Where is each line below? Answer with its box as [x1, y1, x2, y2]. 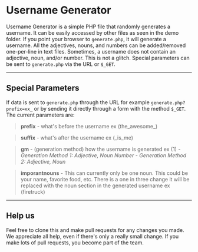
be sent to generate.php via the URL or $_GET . [6, 60, 116, 68]
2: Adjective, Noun [20, 158, 66, 165]
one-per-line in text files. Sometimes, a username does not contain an [6, 48, 176, 55]
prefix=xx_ [6, 106, 33, 112]
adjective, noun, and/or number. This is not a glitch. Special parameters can [6, 54, 190, 61]
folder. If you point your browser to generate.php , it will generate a [6, 35, 167, 42]
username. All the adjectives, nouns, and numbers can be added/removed [6, 42, 186, 49]
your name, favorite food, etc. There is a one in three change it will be [20, 175, 190, 183]
